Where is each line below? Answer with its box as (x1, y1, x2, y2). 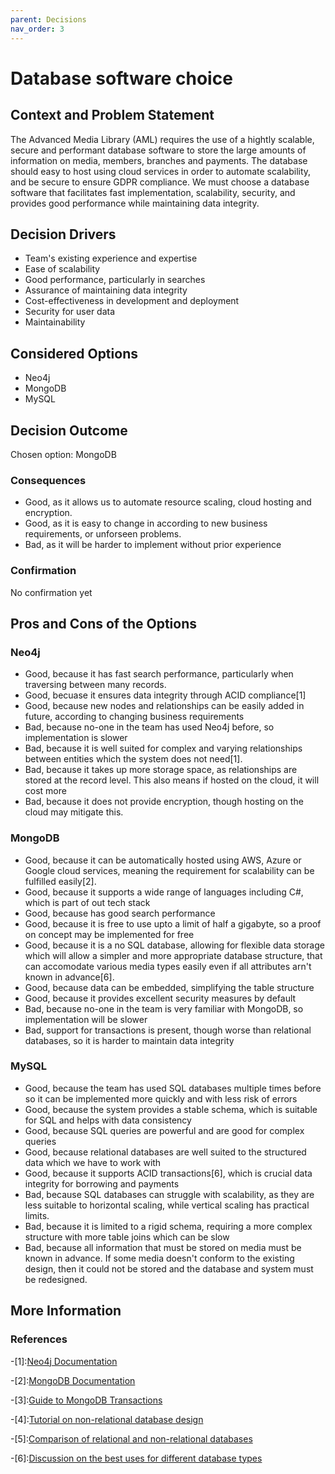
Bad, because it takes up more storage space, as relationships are (24, 764, 298, 776)
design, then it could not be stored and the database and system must (24, 1262, 314, 1275)
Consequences (10, 473, 87, 487)
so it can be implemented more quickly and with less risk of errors (24, 1092, 298, 1105)
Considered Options (10, 345, 138, 362)
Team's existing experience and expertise (24, 252, 198, 265)
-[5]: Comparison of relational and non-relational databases (10, 1432, 253, 1445)
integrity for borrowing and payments (24, 1177, 180, 1190)
